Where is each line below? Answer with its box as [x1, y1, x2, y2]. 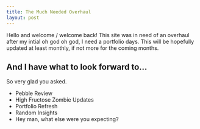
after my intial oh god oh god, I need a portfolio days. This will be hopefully [6, 38, 195, 45]
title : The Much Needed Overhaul [6, 9, 91, 15]
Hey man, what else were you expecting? [15, 116, 119, 123]
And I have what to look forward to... [6, 61, 148, 72]
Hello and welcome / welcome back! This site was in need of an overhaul [6, 31, 190, 38]
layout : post [6, 15, 40, 21]
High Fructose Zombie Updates [15, 96, 95, 103]
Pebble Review [15, 89, 53, 97]
